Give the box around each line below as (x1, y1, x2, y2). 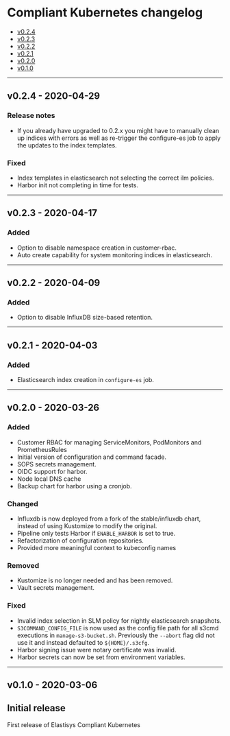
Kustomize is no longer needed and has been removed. (16, 576, 173, 584)
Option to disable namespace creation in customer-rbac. (16, 244, 177, 252)
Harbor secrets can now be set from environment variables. (16, 653, 186, 661)
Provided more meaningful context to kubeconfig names (16, 543, 177, 551)
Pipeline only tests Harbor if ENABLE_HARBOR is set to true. (16, 529, 176, 537)
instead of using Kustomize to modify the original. (16, 521, 157, 530)
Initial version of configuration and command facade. (16, 453, 166, 461)
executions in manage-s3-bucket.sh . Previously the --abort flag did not (16, 631, 216, 639)
